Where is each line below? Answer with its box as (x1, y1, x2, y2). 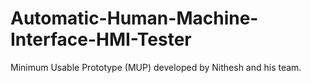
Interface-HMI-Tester (10, 28, 192, 51)
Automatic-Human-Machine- (10, 7, 259, 30)
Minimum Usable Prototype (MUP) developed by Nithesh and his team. (10, 61, 302, 73)
